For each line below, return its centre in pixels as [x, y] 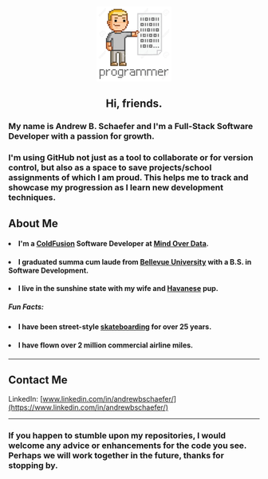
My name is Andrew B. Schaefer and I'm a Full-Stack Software [131, 127]
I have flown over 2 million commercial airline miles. [106, 345]
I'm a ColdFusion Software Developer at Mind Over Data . [114, 244]
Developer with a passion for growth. [81, 136]
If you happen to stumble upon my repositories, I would [117, 436]
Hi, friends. [134, 104]
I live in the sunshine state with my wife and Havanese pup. [118, 289]
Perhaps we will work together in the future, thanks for [116, 456]
